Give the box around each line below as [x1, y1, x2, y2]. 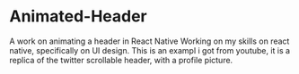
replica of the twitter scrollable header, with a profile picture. [9, 54, 233, 65]
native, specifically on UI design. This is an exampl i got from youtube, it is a [9, 45, 290, 55]
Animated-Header [9, 6, 147, 27]
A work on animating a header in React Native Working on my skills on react [9, 36, 290, 46]
